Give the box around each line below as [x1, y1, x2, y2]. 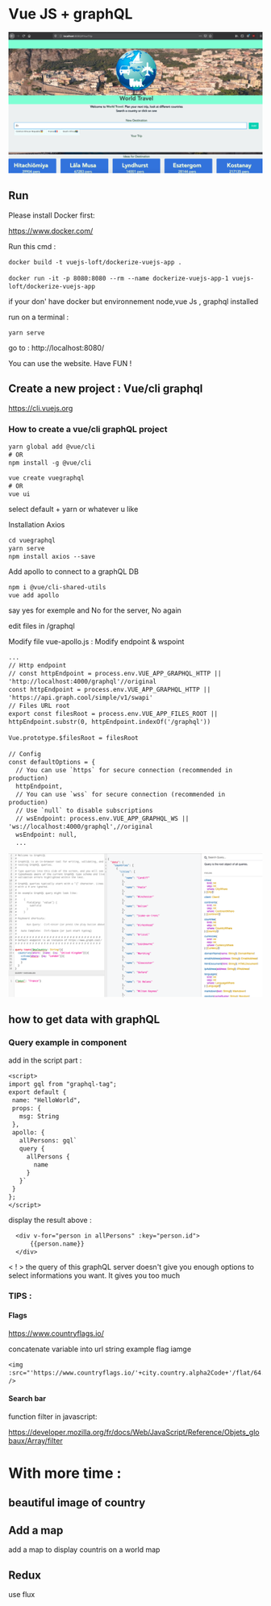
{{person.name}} [29, 1239, 85, 1248]
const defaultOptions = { [8, 758, 95, 766]
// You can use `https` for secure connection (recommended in [15, 766, 232, 774]
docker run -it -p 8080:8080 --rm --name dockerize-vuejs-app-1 [8, 274, 229, 282]
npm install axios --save [8, 552, 95, 560]
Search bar [8, 1394, 47, 1404]
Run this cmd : [8, 241, 56, 251]
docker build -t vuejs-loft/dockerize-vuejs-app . [8, 258, 182, 266]
